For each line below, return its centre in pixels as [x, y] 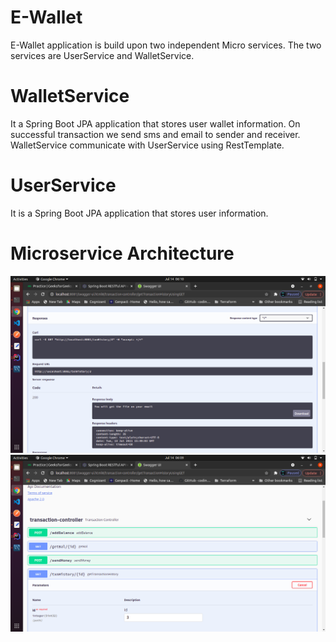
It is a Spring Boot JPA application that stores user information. [139, 213]
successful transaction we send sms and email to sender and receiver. [155, 134]
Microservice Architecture [122, 253]
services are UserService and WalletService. [102, 55]
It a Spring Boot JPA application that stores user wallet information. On [155, 123]
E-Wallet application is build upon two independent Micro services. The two [166, 45]
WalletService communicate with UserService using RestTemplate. [147, 145]
